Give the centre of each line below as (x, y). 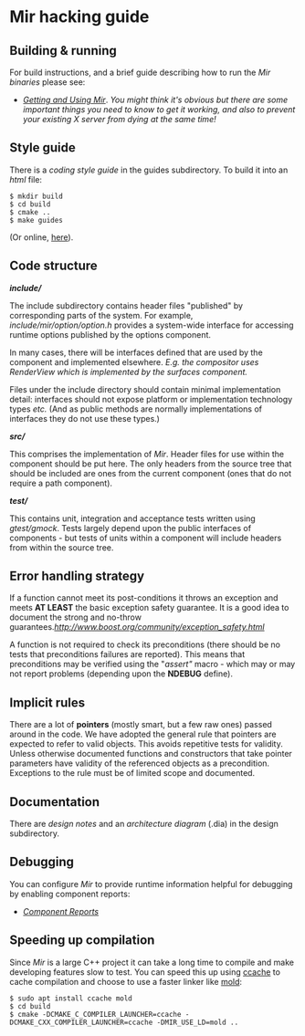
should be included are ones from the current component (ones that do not (151, 473)
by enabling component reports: (70, 894)
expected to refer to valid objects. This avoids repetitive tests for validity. (146, 744)
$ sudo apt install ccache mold (71, 998)
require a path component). (61, 483)
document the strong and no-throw (75, 617)
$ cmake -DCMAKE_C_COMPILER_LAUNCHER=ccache (95, 1014)
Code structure (53, 266)
